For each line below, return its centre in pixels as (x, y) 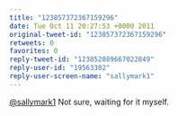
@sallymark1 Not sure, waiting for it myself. (89, 102)
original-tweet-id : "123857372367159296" (88, 34)
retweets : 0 (31, 43)
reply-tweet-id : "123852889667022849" (82, 59)
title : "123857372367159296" (64, 18)
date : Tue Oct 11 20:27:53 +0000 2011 (82, 26)
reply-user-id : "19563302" (60, 68)
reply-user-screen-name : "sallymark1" (82, 76)
